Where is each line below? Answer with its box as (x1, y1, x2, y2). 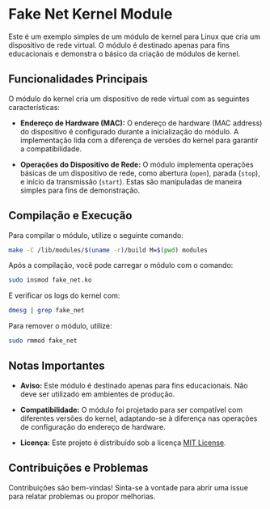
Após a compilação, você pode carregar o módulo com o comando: (8, 261, 234, 270)
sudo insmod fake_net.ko (8, 276, 92, 284)
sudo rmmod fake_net (8, 337, 78, 345)
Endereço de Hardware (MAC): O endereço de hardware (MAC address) (19, 118, 263, 128)
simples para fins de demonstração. (19, 185, 140, 195)
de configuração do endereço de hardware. (19, 422, 166, 431)
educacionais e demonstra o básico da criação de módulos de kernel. (8, 49, 241, 58)
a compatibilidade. (19, 143, 82, 154)
